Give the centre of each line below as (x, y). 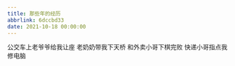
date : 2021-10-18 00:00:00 (47, 26)
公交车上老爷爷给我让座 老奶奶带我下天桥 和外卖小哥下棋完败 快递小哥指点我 (117, 47)
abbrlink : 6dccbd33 (36, 20)
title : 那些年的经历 (34, 14)
